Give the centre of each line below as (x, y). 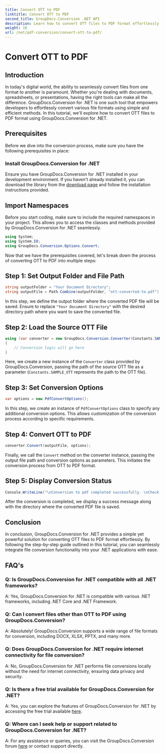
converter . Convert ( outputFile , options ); (48, 445)
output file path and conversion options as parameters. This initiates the (78, 460)
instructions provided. (27, 190)
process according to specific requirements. (50, 419)
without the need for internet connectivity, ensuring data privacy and (75, 671)
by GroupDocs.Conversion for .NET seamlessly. (53, 227)
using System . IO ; (23, 241)
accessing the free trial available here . (44, 711)
